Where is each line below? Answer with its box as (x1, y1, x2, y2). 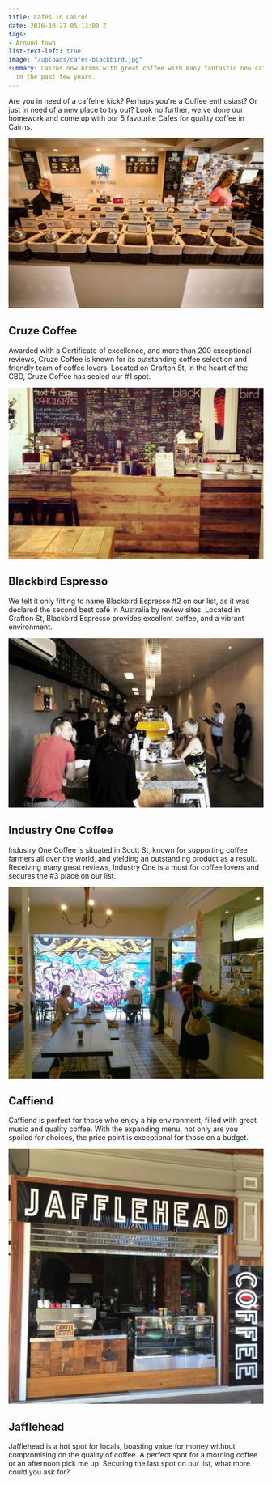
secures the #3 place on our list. (8, 870, 116, 880)
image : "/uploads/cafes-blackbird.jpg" (8, 56, 143, 64)
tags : (8, 30, 27, 38)
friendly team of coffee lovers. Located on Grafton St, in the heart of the (8, 363, 249, 372)
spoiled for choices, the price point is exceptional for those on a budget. (8, 1133, 249, 1142)
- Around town (8, 39, 57, 47)
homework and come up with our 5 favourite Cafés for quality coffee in (8, 113, 245, 123)
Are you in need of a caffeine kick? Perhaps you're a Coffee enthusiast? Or (8, 96, 257, 105)
